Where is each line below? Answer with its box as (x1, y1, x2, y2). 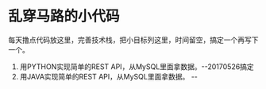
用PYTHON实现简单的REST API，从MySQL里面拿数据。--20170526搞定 (19, 61, 254, 72)
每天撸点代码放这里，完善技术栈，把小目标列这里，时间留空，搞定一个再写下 (8, 35, 259, 44)
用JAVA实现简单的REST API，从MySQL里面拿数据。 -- (19, 72, 199, 81)
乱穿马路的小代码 (8, 7, 121, 25)
